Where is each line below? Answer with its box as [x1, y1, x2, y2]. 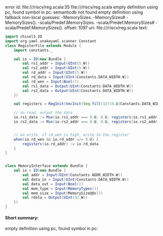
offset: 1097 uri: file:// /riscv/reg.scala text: [64, 25, 148, 31]
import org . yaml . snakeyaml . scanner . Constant [5, 38, 97, 43]
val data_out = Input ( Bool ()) [22, 182, 83, 186]
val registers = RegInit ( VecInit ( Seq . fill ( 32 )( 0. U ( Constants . [14, 102, 142, 107]
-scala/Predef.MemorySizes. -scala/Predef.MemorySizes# [38, 19, 155, 25]
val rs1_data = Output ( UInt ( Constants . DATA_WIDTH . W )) [22, 84, 133, 89]
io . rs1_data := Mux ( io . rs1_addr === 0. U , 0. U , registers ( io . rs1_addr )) [14, 115, 162, 120]
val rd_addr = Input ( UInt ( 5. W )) [22, 70, 88, 75]
